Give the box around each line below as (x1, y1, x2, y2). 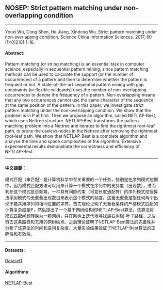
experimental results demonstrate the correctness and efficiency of (5, 144, 140, 149)
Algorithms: (5, 269, 30, 275)
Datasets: (5, 247, 25, 253)
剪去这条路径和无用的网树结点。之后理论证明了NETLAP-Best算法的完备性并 (5, 219, 156, 225)
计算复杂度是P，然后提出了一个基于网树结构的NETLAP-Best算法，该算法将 (5, 207, 154, 213)
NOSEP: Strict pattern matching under (5, 4, 123, 12)
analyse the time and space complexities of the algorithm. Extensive (5, 138, 142, 145)
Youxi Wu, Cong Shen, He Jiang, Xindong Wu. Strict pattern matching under (5, 29, 157, 34)
